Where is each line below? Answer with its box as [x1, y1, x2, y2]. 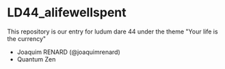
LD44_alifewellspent [7, 5, 127, 20]
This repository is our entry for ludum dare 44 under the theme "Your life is [7, 27, 218, 36]
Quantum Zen [16, 55, 56, 63]
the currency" [7, 34, 47, 42]
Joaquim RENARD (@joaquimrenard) [16, 48, 121, 56]
